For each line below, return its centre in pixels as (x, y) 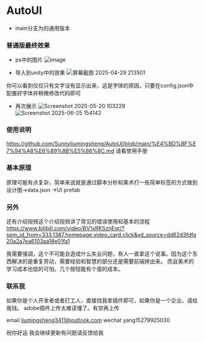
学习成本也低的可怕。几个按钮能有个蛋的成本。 (65, 269)
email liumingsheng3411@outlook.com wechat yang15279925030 (88, 320)
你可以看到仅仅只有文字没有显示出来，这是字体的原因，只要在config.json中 (100, 86)
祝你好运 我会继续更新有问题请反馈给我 (55, 333)
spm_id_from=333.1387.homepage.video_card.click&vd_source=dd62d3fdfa (101, 235)
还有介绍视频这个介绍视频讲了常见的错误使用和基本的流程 (78, 222)
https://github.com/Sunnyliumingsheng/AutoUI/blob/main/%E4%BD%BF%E (101, 143)
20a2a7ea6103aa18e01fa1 (38, 241)
